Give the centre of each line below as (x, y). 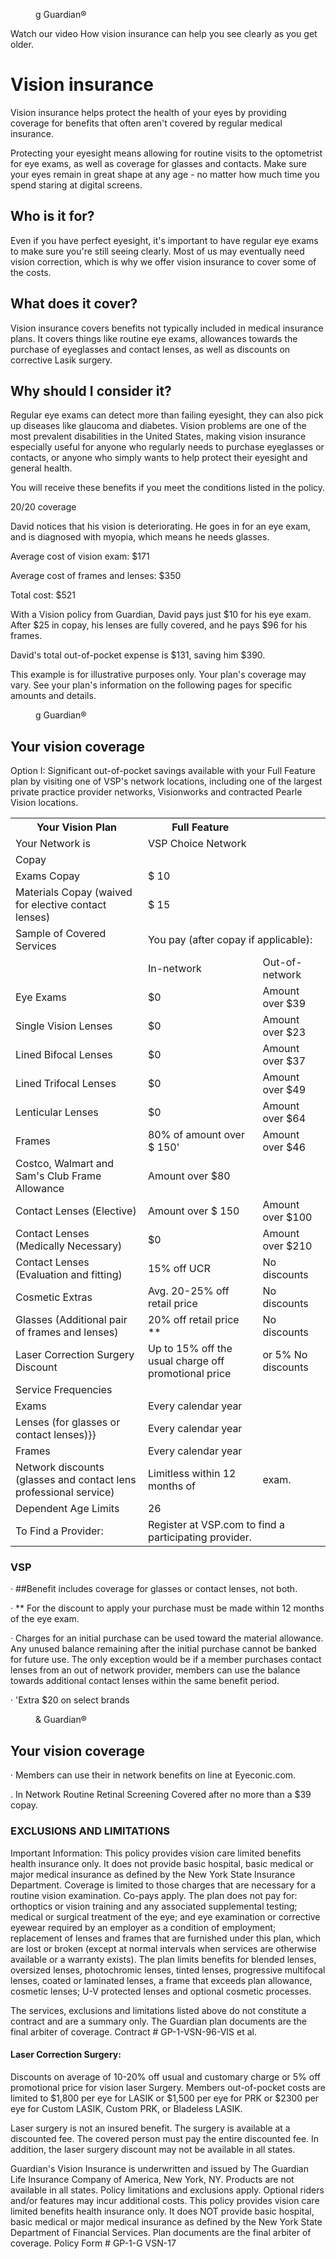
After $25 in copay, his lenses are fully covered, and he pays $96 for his (159, 625)
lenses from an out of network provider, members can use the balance (155, 1670)
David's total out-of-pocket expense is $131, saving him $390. (138, 655)
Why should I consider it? (91, 390)
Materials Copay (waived (74, 892)
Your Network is (53, 844)
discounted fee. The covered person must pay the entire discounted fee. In (165, 2138)
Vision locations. (44, 803)
